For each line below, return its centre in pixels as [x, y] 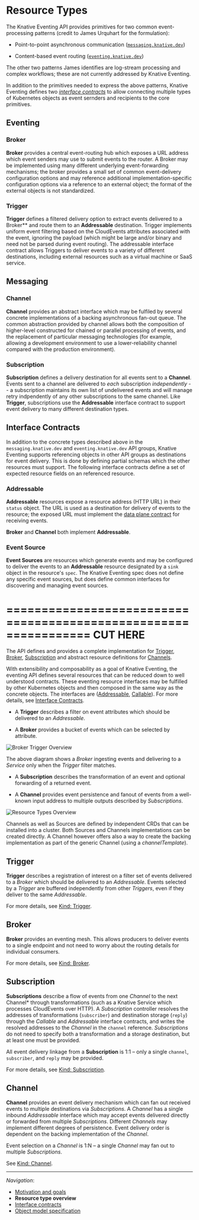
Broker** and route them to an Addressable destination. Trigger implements [99, 225]
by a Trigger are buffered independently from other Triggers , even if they [95, 888]
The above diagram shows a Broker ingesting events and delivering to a [94, 759]
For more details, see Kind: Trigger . [49, 906]
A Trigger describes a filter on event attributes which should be [92, 712]
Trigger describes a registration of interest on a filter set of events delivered [99, 876]
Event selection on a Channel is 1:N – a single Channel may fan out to [90, 1145]
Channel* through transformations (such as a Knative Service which [89, 1002]
